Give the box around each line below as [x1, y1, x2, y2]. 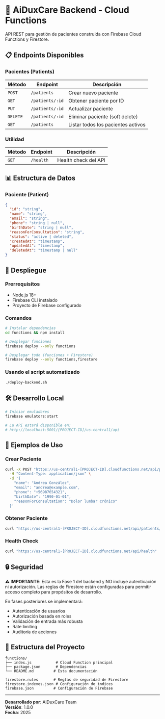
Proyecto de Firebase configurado [12, 302, 82, 308]
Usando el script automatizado [5, 369, 80, 376]
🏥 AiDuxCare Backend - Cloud [5, 4, 130, 16]
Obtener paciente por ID [68, 97, 124, 104]
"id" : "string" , [9, 207, 43, 212]
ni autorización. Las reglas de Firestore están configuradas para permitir [5, 584, 151, 590]
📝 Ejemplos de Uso [5, 441, 63, 449]
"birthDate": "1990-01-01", [14, 494, 71, 499]
